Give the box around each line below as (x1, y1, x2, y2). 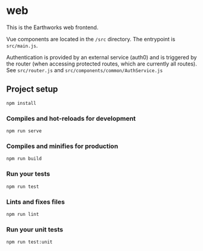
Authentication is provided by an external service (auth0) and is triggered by (6, 53, 197, 61)
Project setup (6, 84, 59, 95)
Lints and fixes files (6, 198, 65, 206)
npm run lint (6, 211, 39, 217)
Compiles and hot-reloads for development (6, 114, 136, 122)
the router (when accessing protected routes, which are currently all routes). (6, 60, 197, 67)
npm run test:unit (6, 239, 53, 246)
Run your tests (6, 170, 50, 178)
